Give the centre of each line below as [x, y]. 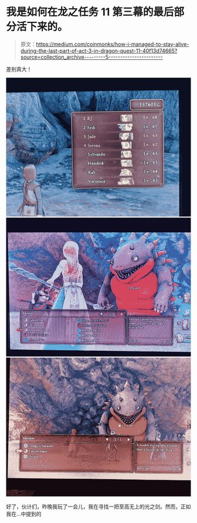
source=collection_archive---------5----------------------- [91, 57]
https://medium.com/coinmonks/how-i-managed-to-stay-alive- [113, 44]
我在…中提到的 [24, 514]
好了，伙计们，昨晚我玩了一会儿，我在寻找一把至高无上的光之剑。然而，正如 [98, 507]
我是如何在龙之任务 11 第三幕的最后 [90, 12]
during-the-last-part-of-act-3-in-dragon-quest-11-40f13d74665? [99, 51]
